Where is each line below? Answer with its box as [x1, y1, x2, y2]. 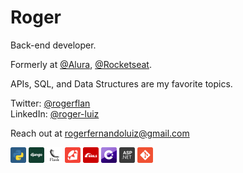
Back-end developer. [10, 39, 97, 51]
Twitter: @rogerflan [10, 97, 91, 109]
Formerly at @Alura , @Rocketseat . [10, 58, 152, 70]
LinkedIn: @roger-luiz [10, 107, 100, 120]
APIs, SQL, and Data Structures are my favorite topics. [10, 77, 233, 90]
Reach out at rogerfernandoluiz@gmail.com [10, 127, 190, 139]
